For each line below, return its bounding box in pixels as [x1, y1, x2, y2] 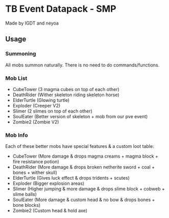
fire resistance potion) [12, 159, 60, 165]
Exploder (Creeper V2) [12, 102, 61, 108]
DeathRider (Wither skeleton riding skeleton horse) [12, 92, 119, 98]
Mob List [5, 75, 28, 82]
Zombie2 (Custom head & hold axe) [12, 208, 88, 214]
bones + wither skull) [12, 169, 58, 176]
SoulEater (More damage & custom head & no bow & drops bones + [12, 197, 155, 203]
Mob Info [5, 132, 28, 139]
